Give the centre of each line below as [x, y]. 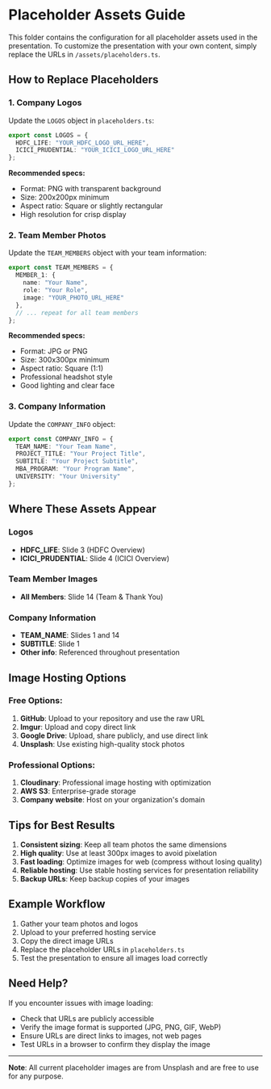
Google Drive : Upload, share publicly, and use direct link [114, 735]
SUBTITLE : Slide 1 [50, 644]
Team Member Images [53, 579]
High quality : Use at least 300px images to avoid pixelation [119, 852]
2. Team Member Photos [57, 236]
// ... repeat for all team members [77, 312]
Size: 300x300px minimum [65, 360]
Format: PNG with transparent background [90, 189]
